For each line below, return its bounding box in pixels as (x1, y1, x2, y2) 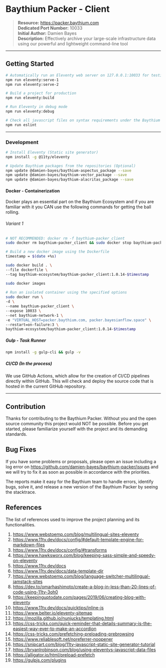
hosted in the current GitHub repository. (5, 383, 87, 389)
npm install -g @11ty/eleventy (5, 154, 70, 159)
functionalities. (5, 521, 36, 527)
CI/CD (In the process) (5, 360, 52, 366)
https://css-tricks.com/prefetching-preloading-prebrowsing (12, 631, 134, 637)
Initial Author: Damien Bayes (17, 30, 77, 36)
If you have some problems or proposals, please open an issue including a (5, 458, 157, 464)
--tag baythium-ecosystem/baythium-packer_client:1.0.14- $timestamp (5, 272, 149, 277)
